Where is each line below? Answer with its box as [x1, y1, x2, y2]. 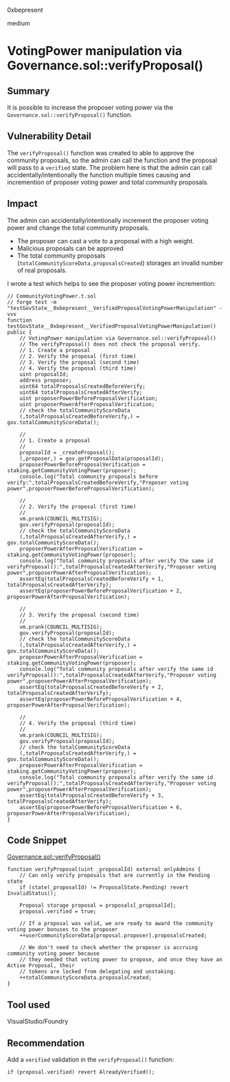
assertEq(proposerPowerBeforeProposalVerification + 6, [19, 804, 183, 810]
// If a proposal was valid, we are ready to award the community [19, 920, 214, 927]
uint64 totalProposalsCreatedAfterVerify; [19, 388, 143, 396]
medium [7, 19, 30, 27]
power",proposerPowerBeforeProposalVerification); [7, 485, 155, 492]
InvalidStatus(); [7, 890, 57, 897]
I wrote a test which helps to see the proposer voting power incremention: [7, 279, 216, 287]
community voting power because [7, 950, 100, 958]
